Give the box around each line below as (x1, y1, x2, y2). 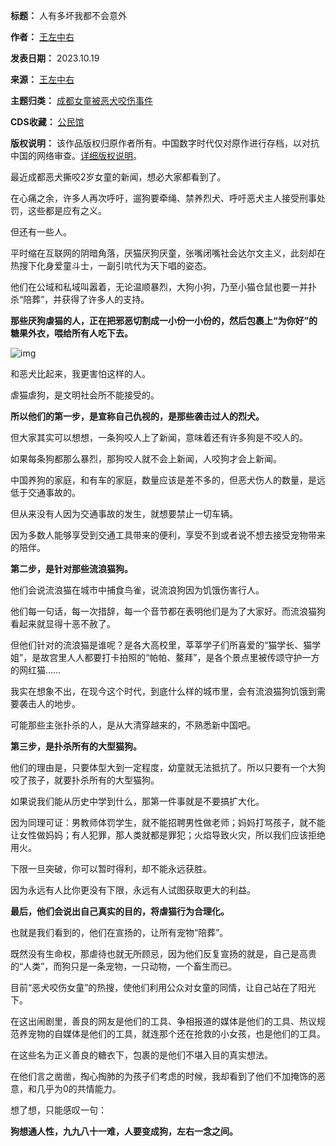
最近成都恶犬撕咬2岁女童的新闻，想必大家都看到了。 (10, 171, 227, 183)
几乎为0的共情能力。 (36, 1083, 122, 1094)
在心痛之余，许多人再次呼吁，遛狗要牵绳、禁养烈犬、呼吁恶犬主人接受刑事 (10, 192, 317, 204)
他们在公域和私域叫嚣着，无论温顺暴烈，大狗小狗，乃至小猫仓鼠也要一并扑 (10, 281, 317, 293)
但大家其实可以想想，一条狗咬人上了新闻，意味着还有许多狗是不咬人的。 (10, 432, 308, 443)
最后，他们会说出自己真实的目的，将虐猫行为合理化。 (10, 905, 230, 917)
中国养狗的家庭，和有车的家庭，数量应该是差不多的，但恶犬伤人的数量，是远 (10, 474, 326, 486)
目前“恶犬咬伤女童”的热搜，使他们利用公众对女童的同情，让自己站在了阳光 (10, 982, 317, 993)
